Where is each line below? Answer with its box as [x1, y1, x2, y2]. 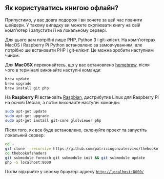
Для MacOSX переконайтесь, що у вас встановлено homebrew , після [5, 62, 150, 67]
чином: [5, 52, 20, 58]
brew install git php [5, 86, 49, 90]
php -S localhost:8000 [5, 160, 51, 165]
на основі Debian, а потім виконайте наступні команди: [5, 100, 121, 106]
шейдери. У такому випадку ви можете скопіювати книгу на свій [5, 22, 141, 28]
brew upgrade [5, 81, 32, 86]
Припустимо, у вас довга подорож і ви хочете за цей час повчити [5, 17, 143, 22]
